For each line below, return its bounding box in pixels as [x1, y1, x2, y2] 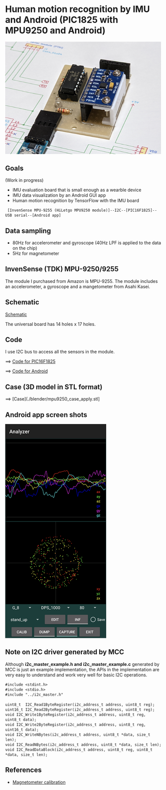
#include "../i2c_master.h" [5, 692, 64, 697]
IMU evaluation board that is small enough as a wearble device [12, 187, 142, 193]
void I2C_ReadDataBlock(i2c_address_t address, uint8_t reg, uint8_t [5, 747, 153, 752]
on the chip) [12, 245, 37, 251]
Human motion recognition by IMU [5, 4, 150, 15]
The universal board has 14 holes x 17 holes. [5, 321, 96, 327]
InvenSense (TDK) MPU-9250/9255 [5, 265, 119, 273]
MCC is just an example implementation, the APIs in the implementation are [5, 666, 160, 672]
